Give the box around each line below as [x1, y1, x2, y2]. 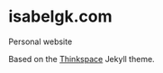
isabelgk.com [8, 6, 113, 27]
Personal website [8, 36, 73, 47]
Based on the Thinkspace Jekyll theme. [8, 53, 155, 64]
